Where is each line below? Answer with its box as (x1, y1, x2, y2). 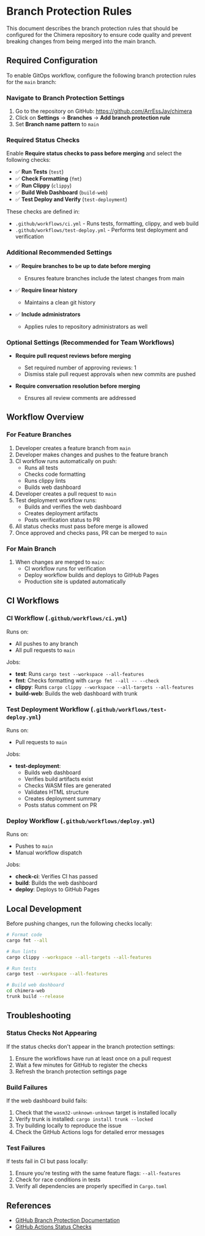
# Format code (6, 932, 43, 938)
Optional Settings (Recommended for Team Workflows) (6, 338, 174, 347)
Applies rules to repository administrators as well (24, 323, 148, 330)
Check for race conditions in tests (15, 1176, 101, 1183)
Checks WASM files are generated (24, 781, 111, 789)
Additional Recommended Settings (6, 248, 112, 257)
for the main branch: (6, 78, 57, 85)
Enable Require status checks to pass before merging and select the (6, 150, 182, 157)
